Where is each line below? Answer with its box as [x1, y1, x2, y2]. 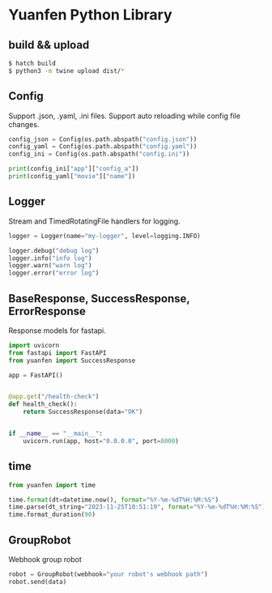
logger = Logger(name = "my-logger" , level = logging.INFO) [8, 232, 201, 240]
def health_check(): [8, 400, 79, 408]
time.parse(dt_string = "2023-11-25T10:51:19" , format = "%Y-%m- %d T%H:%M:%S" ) [8, 503, 266, 511]
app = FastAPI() [8, 371, 63, 379]
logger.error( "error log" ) [8, 269, 100, 277]
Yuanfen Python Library [8, 6, 172, 24]
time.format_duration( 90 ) [8, 510, 96, 519]
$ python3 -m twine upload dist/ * [8, 66, 125, 75]
